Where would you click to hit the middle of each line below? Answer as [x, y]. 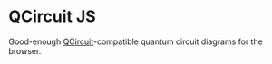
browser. [25, 50]
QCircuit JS [52, 17]
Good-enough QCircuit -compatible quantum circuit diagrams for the [136, 41]
